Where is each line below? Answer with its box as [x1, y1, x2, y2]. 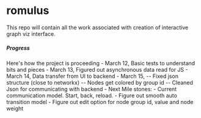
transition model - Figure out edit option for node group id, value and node [6, 98, 194, 105]
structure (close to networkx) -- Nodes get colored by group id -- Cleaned [6, 78, 194, 86]
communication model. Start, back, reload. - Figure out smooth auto [6, 92, 177, 99]
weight [6, 105, 24, 112]
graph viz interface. [6, 30, 56, 37]
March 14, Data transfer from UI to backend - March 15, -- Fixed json [6, 72, 179, 80]
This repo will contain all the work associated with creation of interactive [6, 24, 189, 31]
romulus [6, 4, 49, 18]
